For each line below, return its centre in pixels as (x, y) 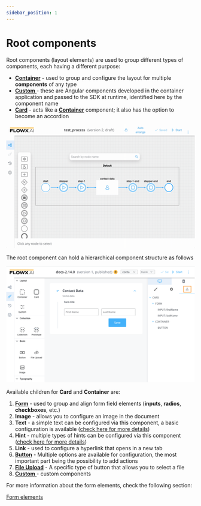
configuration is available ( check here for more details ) (82, 429)
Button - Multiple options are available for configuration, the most (96, 454)
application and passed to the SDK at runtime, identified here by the (98, 97)
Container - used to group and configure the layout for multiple (93, 77)
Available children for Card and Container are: (63, 392)
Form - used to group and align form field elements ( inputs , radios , (98, 403)
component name (36, 103)
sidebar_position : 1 (32, 13)
